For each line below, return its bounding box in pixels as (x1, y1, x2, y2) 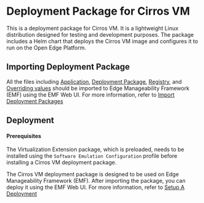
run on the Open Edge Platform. (6, 44, 87, 51)
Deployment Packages (6, 97, 63, 105)
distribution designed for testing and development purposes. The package (6, 31, 194, 38)
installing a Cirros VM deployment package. (6, 159, 117, 166)
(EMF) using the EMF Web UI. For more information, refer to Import (6, 90, 175, 98)
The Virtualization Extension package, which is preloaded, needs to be (6, 146, 184, 153)
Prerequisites (6, 132, 42, 139)
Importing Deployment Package (6, 62, 130, 72)
